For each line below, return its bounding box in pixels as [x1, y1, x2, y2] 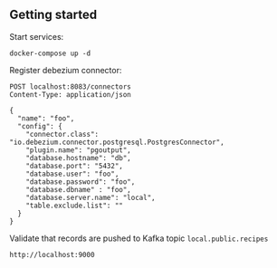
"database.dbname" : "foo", [25, 185, 131, 194]
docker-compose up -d [9, 49, 91, 58]
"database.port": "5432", [25, 161, 124, 170]
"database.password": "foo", [25, 177, 136, 187]
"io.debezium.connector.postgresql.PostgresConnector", [9, 138, 224, 147]
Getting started [9, 7, 98, 23]
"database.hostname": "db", [25, 153, 131, 162]
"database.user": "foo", [25, 169, 119, 178]
